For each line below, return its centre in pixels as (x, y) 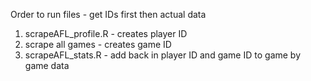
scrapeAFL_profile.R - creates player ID (106, 33)
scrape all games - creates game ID (98, 44)
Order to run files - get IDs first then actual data (108, 14)
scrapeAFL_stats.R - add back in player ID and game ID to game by (163, 55)
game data (47, 65)
